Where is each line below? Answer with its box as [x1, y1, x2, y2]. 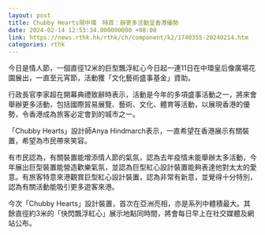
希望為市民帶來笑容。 [21, 136, 91, 145]
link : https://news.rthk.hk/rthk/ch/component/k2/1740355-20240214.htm [8, 33, 248, 42]
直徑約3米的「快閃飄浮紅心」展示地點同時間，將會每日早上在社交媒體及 [14, 209, 248, 218]
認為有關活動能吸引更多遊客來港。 [8, 182, 119, 192]
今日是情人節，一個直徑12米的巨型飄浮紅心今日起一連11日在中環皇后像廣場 [8, 64, 249, 73]
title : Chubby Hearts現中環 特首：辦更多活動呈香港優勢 [8, 19, 179, 27]
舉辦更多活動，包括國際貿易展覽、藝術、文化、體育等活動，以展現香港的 [8, 100, 243, 109]
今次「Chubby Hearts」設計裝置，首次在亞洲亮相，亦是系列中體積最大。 [8, 199, 244, 208]
